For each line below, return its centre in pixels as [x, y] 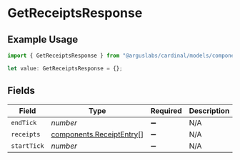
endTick [24, 123]
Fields [21, 91]
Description [209, 110]
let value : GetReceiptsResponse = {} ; [65, 68]
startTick [27, 146]
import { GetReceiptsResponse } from [64, 55]
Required [166, 110]
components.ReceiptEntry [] [97, 134]
